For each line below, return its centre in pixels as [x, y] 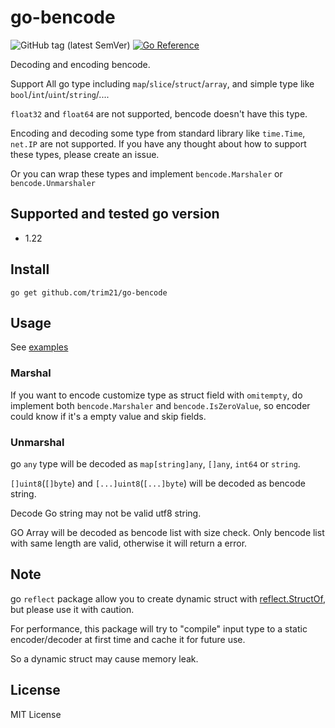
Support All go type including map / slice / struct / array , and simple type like [162, 83]
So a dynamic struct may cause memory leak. [104, 658]
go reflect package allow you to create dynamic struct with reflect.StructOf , [168, 598]
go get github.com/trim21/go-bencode [89, 292]
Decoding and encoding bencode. [80, 64]
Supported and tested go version [115, 214]
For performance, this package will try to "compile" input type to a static [159, 628]
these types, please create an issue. [85, 154]
